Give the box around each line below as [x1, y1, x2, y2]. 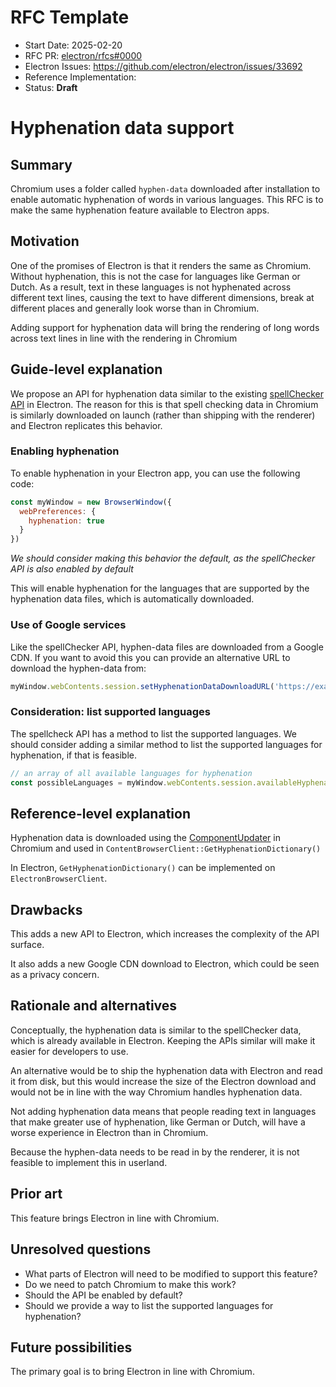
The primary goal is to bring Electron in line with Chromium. [10, 1366, 255, 1378]
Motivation [10, 233, 80, 250]
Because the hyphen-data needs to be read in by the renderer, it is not [10, 1146, 300, 1158]
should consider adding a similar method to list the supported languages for [10, 738, 323, 750]
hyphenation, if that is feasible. [10, 749, 138, 761]
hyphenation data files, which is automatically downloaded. [10, 593, 255, 605]
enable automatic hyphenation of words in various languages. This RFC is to [10, 193, 324, 205]
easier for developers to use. [10, 1045, 129, 1057]
